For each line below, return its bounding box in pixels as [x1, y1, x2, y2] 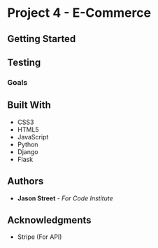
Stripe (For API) [17, 233, 62, 241]
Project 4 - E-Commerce [7, 5, 152, 21]
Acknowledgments [7, 214, 92, 226]
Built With [7, 99, 51, 111]
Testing [7, 56, 41, 68]
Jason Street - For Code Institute [17, 194, 113, 202]
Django [17, 147, 38, 156]
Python [17, 140, 38, 149]
